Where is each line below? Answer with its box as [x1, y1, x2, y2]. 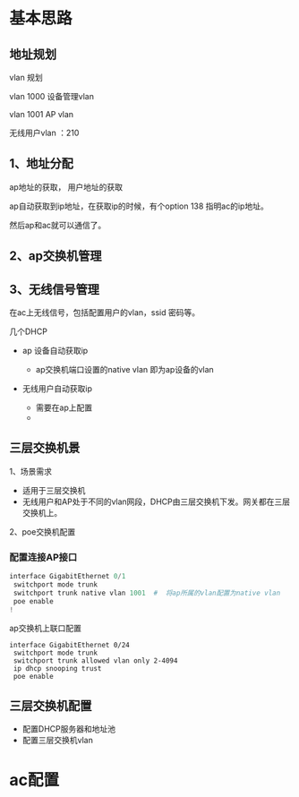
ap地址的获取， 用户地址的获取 [9, 181, 124, 193]
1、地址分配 [9, 156, 74, 171]
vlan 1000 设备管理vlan [9, 91, 94, 101]
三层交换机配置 [9, 698, 92, 713]
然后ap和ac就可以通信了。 [9, 219, 107, 230]
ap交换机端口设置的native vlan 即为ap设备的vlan [35, 364, 215, 375]
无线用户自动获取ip [21, 383, 92, 394]
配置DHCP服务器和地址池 [21, 724, 116, 734]
